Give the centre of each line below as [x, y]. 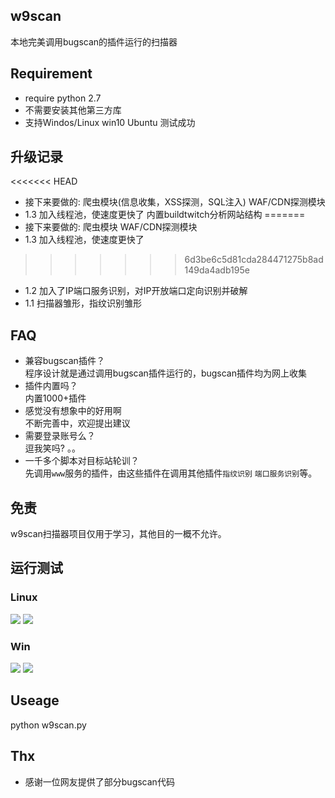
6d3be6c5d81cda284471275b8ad [254, 260]
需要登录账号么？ [60, 436]
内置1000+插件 [55, 398]
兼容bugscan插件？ [64, 361]
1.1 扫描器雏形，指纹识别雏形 [83, 303]
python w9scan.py [48, 725]
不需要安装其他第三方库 [73, 110]
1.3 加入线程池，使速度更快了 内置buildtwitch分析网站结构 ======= [165, 215]
